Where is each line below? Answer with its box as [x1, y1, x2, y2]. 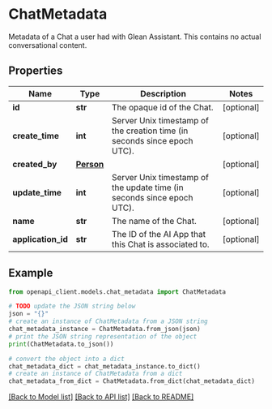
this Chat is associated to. [112, 239, 210, 250]
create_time [12, 130, 59, 141]
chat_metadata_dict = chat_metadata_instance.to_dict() [8, 362, 201, 370]
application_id [12, 233, 69, 244]
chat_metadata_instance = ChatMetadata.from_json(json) [8, 325, 201, 334]
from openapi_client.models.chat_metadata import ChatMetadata [8, 287, 227, 296]
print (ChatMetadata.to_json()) [8, 340, 114, 348]
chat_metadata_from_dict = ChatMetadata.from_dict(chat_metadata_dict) [8, 377, 255, 385]
